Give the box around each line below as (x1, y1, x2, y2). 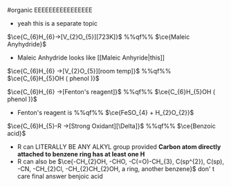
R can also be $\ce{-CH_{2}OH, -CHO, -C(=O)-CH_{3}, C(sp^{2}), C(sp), (17, 157, 225, 166)
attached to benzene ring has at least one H (17, 150, 145, 158)
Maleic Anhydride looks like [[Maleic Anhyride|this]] (17, 53, 165, 62)
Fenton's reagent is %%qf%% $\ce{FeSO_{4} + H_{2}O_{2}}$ (17, 109, 194, 116)
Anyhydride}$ (7, 40, 47, 48)
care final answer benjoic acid (17, 172, 103, 180)
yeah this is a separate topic (17, 19, 98, 27)
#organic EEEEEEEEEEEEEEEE (7, 6, 93, 14)
